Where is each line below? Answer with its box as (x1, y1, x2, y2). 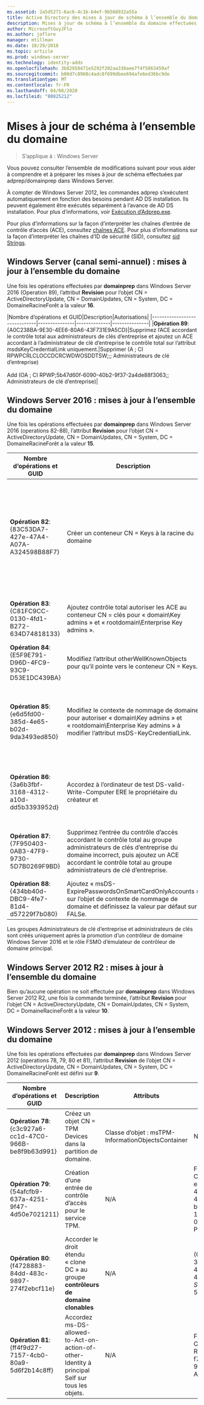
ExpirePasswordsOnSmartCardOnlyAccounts (67, 887, 195, 895)
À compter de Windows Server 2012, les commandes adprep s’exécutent (7, 188, 189, 196)
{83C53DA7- (10, 525, 49, 534)
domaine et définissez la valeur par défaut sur (67, 902, 197, 911)
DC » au (65, 1265, 88, 1274)
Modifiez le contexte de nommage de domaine (67, 706, 199, 715)
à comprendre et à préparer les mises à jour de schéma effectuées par (7, 170, 183, 178)
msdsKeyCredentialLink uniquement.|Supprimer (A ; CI (7, 345, 143, 353)
